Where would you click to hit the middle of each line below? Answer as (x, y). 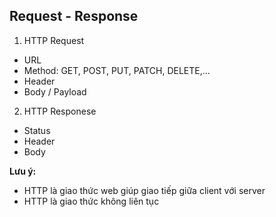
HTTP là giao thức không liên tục (91, 201)
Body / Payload (55, 91)
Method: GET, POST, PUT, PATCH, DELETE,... (117, 70)
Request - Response (74, 16)
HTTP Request (54, 40)
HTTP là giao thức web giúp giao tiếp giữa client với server (144, 190)
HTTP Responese (60, 111)
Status (37, 130)
